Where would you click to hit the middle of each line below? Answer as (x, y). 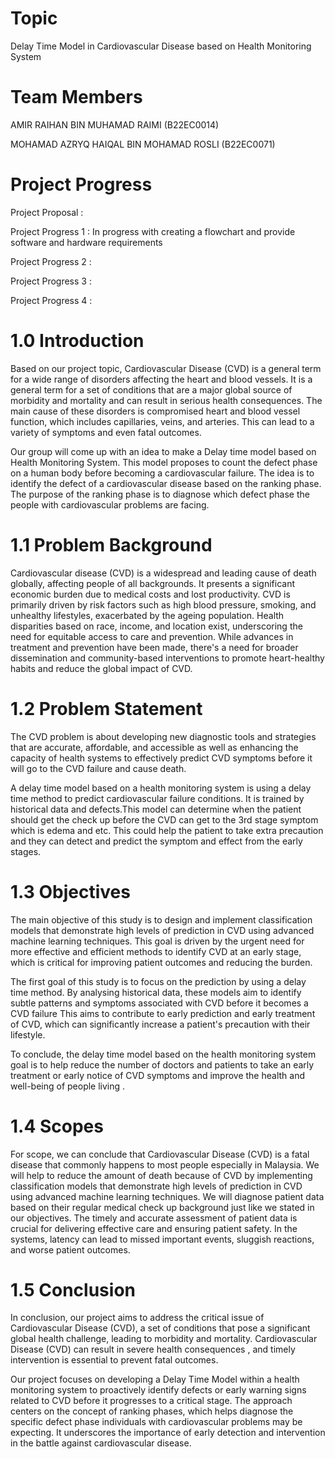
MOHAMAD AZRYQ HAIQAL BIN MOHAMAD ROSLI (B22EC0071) (143, 144)
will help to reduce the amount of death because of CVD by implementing (161, 1175)
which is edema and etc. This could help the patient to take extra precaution (167, 830)
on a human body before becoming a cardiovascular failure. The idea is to (162, 473)
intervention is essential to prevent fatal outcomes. (114, 1360)
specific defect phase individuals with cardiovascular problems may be (156, 1422)
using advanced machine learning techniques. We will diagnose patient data (167, 1196)
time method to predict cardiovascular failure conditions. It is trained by (157, 798)
